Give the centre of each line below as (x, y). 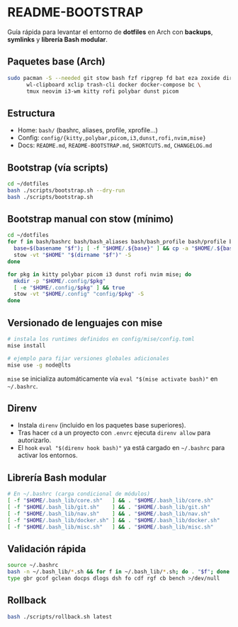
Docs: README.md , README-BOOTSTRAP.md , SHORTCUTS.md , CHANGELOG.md (115, 145)
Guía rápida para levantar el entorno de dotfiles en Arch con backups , (110, 32)
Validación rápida (47, 549)
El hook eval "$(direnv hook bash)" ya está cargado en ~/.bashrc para (121, 448)
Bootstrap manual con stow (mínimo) (91, 219)
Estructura (31, 113)
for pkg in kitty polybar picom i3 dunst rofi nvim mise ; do (100, 274)
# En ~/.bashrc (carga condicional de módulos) (79, 494)
